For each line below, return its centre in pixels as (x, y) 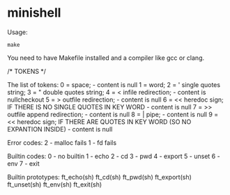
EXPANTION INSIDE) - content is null (60, 129)
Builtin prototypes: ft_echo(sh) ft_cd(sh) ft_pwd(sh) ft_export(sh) (99, 177)
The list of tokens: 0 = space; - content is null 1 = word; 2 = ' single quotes (114, 84)
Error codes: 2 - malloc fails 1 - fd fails (62, 142)
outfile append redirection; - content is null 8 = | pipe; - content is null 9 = (113, 114)
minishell (34, 13)
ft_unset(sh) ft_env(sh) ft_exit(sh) (55, 184)
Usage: (17, 32)
